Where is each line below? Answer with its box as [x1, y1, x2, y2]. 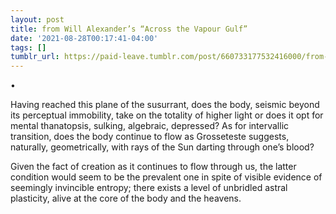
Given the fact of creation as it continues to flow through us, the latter [10, 161, 297, 173]
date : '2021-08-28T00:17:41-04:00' [10, 33, 159, 43]
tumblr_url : [10, 52, 60, 62]
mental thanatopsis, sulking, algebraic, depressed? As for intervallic [10, 120, 290, 132]
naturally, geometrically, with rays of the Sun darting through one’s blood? [10, 141, 315, 153]
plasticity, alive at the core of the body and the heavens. [10, 192, 242, 205]
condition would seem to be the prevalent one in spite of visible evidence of [10, 171, 323, 183]
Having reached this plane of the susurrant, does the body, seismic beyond [10, 99, 320, 111]
